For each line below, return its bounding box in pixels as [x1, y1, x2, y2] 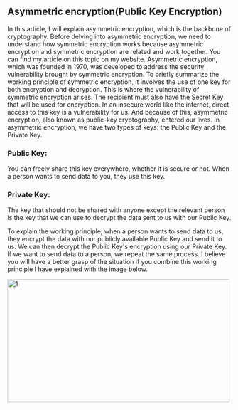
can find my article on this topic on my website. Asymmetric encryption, [7, 55, 218, 63]
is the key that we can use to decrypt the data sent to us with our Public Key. [7, 214, 232, 222]
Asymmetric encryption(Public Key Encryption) [7, 6, 222, 18]
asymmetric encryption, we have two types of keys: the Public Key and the [7, 122, 226, 131]
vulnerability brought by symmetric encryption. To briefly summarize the [7, 70, 220, 78]
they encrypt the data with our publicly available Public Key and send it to [7, 235, 222, 243]
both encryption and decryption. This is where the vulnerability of [7, 85, 200, 93]
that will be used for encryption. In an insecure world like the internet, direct [7, 100, 229, 109]
